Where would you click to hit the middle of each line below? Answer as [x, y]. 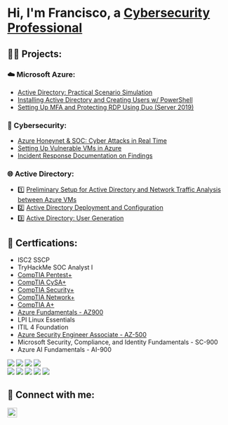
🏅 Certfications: [42, 243]
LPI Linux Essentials [46, 320]
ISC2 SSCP [34, 260]
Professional [45, 28]
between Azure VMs [47, 200]
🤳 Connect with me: [51, 394]
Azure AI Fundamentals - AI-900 [65, 350]
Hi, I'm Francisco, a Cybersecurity [109, 13]
